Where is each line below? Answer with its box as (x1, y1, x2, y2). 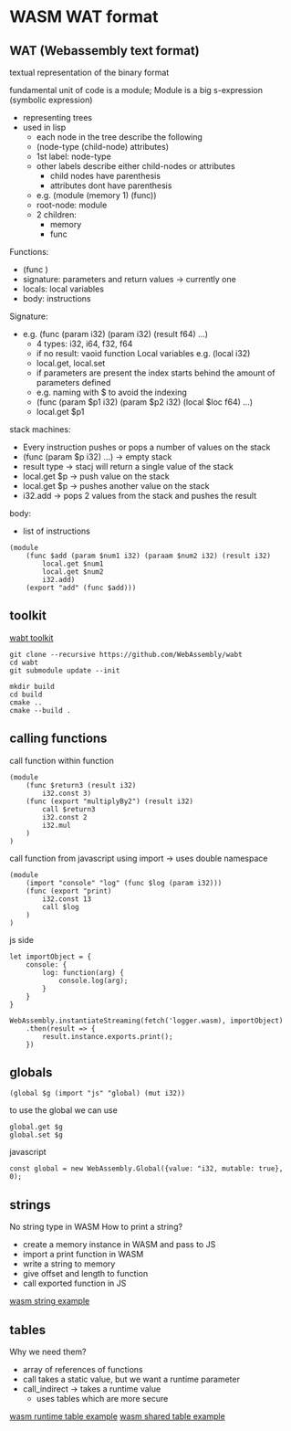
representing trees (22, 112, 93, 122)
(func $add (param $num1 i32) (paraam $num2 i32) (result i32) (26, 551, 272, 560)
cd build (9, 690, 43, 699)
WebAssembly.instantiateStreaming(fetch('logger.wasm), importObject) (9, 1016, 284, 1025)
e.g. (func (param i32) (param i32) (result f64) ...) (22, 329, 208, 339)
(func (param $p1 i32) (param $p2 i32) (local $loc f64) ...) (36, 397, 254, 408)
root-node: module (36, 199, 108, 210)
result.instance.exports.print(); (42, 1032, 173, 1041)
